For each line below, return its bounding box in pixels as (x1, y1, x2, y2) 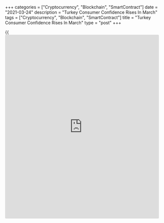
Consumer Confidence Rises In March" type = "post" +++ (5, 20, 122, 25)
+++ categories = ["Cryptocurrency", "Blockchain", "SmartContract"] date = (5, 4, 158, 10)
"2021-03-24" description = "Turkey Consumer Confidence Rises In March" (5, 9, 158, 15)
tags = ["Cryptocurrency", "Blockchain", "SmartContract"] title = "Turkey (5, 15, 151, 20)
